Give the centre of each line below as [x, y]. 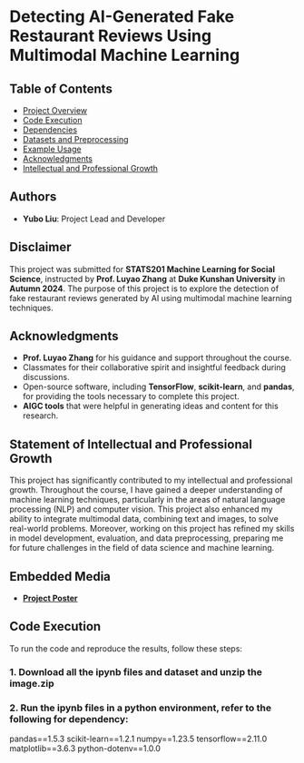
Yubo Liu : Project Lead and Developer [94, 219]
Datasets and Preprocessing [75, 139]
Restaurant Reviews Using [110, 36]
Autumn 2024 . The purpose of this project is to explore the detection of [144, 289]
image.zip [32, 683]
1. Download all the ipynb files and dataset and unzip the [136, 671]
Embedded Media [60, 577]
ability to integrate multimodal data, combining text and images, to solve [144, 519]
